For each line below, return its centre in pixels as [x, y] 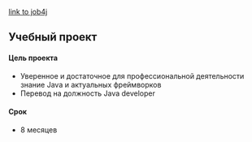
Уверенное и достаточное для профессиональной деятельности [132, 75]
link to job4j [28, 12]
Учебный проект [53, 37]
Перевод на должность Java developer [88, 93]
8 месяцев [39, 130]
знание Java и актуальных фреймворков [91, 84]
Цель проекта [33, 58]
